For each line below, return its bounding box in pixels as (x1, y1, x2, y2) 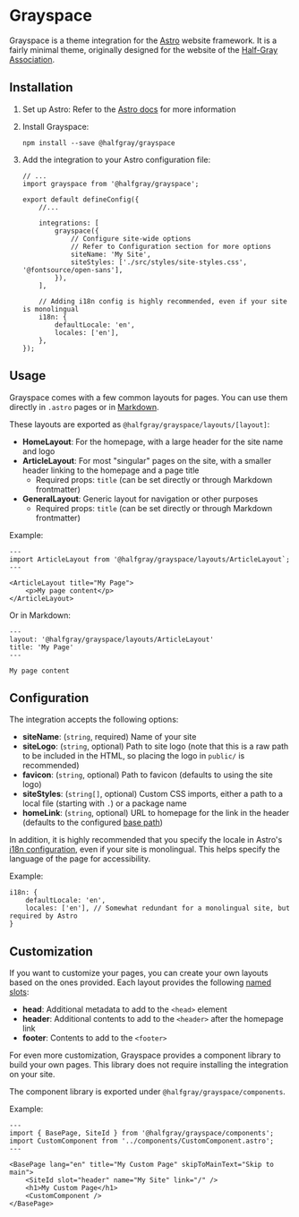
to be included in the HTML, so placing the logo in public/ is (21, 750, 245, 761)
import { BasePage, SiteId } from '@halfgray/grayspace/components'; (9, 1129, 275, 1138)
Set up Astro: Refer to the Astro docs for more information (21, 104, 236, 115)
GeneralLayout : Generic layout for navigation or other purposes (21, 493, 259, 504)
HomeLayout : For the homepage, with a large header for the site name (21, 436, 284, 447)
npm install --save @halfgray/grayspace (21, 138, 175, 148)
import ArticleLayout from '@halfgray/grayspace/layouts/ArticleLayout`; (9, 554, 291, 564)
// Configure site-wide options (70, 234, 192, 243)
